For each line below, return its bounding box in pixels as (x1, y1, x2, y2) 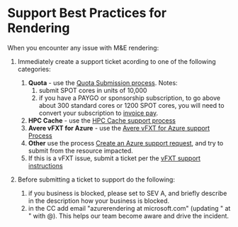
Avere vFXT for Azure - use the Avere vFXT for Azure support (28, 123, 210, 132)
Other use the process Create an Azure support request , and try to (28, 138, 224, 147)
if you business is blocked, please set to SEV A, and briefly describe (28, 189, 227, 197)
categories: (17, 65, 51, 73)
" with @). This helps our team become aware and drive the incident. (28, 211, 229, 220)
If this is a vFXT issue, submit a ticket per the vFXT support (28, 154, 200, 162)
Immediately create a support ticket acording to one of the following (17, 57, 216, 65)
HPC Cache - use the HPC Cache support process (28, 116, 176, 125)
